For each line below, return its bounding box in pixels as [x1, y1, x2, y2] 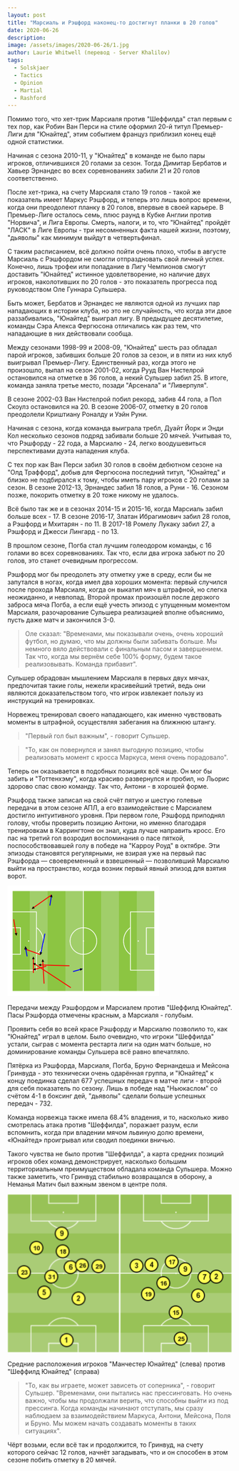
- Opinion [14, 79, 43, 86]
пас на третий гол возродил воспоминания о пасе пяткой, [7, 834, 185, 842]
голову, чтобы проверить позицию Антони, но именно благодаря [7, 819, 206, 827]
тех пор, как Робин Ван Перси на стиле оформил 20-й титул [7, 122, 191, 131]
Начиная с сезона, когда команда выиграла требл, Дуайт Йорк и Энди [7, 424, 224, 433]
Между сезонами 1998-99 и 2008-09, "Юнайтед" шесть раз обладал [7, 343, 218, 352]
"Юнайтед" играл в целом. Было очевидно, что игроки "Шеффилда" [7, 1032, 215, 1041]
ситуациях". [24, 1427, 61, 1435]
